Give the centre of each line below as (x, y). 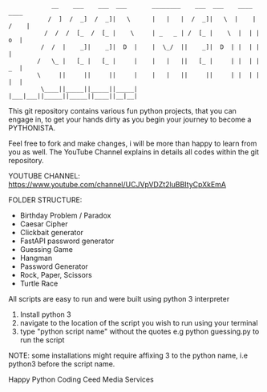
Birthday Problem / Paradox (65, 215)
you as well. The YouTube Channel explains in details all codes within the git (133, 152)
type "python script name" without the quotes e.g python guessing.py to (140, 331)
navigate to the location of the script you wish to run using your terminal (139, 323)
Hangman (36, 258)
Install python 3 (45, 314)
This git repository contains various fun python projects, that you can (122, 111)
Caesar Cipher (44, 224)
